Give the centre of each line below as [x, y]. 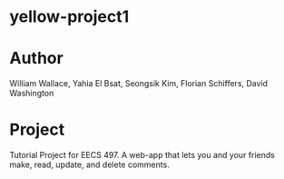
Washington [32, 94]
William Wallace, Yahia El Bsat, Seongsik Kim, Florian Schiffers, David [139, 84]
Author [36, 59]
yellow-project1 [69, 17]
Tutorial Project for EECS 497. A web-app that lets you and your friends [142, 155]
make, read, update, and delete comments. [89, 164]
